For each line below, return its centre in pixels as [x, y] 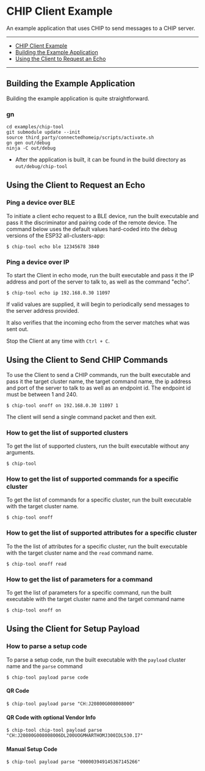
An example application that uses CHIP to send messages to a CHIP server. [101, 28]
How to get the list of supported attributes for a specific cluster [102, 533]
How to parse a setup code [47, 646]
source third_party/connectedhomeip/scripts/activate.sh [80, 138]
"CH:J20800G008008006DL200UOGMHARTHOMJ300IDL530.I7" [75, 736]
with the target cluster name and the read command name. [80, 553]
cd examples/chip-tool [35, 127]
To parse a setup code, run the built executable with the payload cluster [96, 660]
